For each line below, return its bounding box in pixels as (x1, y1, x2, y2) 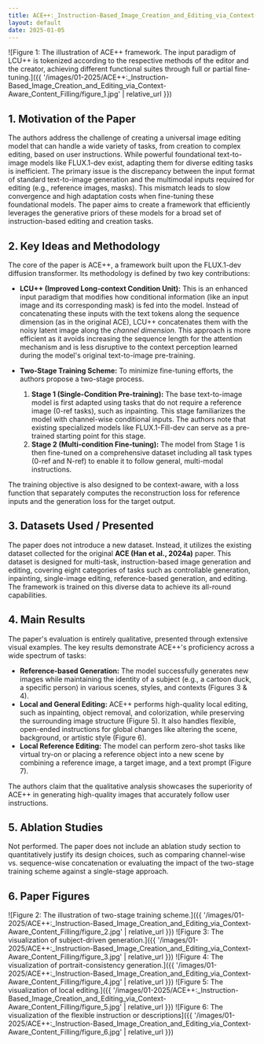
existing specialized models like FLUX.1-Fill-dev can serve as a (31, 423, 234, 432)
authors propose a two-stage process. (19, 374, 145, 384)
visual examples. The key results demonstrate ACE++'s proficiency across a (8, 642, 255, 652)
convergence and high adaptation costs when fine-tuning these (8, 192, 214, 201)
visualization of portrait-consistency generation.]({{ (8, 961, 174, 970)
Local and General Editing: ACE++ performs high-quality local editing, (19, 699, 248, 708)
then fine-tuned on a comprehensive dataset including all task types (31, 448, 253, 457)
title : (8, 11, 30, 20)
